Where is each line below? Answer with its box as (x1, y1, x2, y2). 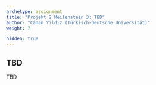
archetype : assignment (6, 8, 63, 15)
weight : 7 (6, 25, 31, 31)
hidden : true (6, 36, 39, 42)
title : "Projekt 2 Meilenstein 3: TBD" (6, 14, 105, 20)
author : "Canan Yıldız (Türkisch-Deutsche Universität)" (6, 19, 151, 25)
